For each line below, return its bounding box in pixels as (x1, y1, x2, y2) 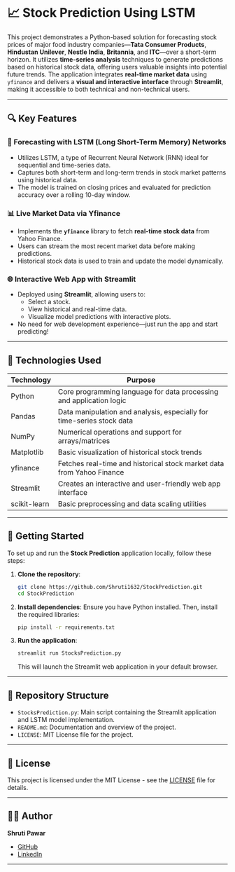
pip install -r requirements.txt (17, 624, 115, 631)
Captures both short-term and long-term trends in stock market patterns (17, 168, 227, 177)
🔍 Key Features (7, 113, 77, 125)
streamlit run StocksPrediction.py (17, 650, 122, 657)
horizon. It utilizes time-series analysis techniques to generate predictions (7, 55, 224, 63)
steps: (7, 556, 25, 564)
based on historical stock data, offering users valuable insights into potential (7, 62, 227, 71)
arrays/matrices (58, 436, 111, 446)
